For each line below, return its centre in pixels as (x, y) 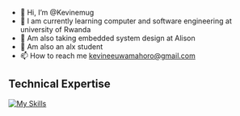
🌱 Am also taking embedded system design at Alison (107, 38)
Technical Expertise (59, 84)
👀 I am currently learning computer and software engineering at (126, 21)
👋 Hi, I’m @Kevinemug (57, 12)
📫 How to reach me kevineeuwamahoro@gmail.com (107, 56)
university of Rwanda (55, 29)
